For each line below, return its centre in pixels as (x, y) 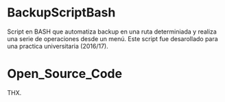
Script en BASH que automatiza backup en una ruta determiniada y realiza (112, 31)
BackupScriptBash (61, 13)
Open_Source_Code (64, 74)
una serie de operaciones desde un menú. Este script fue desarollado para (113, 38)
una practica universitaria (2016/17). (58, 46)
